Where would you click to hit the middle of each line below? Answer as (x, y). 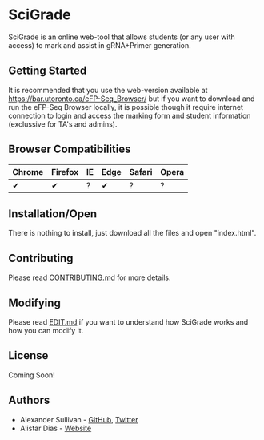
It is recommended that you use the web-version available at (108, 90)
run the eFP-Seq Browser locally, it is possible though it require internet (126, 107)
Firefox (65, 172)
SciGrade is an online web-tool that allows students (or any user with (122, 37)
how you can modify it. (46, 331)
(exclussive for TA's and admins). (63, 124)
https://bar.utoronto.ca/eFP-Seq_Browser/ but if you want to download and (132, 99)
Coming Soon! (32, 375)
